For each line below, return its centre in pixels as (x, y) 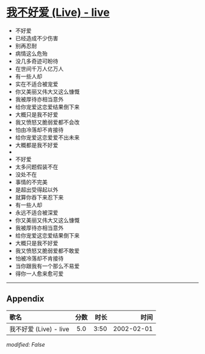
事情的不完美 (31, 182)
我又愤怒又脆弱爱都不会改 (47, 122)
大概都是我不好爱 (37, 145)
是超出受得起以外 (37, 189)
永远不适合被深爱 (37, 212)
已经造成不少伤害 (37, 38)
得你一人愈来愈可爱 (39, 273)
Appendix (25, 299)
